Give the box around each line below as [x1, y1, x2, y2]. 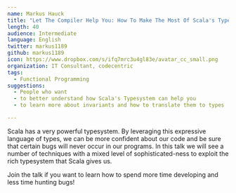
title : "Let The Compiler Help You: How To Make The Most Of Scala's [7, 17, 216, 24]
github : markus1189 [7, 50, 65, 57]
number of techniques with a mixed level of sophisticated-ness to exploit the [7, 149, 229, 158]
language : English [7, 36, 61, 44]
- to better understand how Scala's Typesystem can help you [13, 95, 197, 102]
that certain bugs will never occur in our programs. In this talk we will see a [7, 142, 224, 150]
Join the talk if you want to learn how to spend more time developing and [7, 170, 219, 179]
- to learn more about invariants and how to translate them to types [13, 102, 225, 109]
